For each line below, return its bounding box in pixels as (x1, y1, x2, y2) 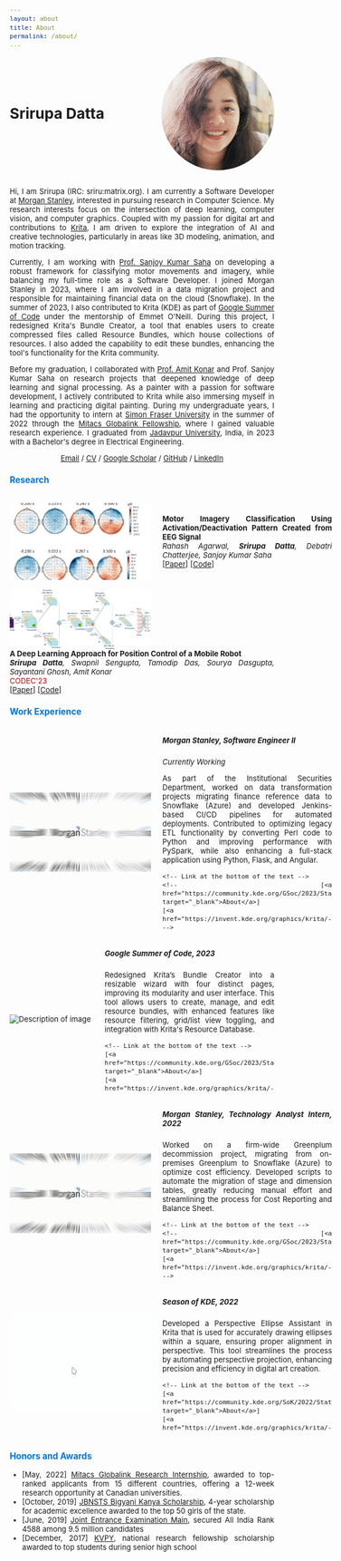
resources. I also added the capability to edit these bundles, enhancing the (9, 338, 275, 349)
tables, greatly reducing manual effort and (162, 1185, 332, 1195)
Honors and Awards (9, 1450, 92, 1462)
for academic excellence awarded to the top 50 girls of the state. (22, 1506, 246, 1517)
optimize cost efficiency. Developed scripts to (162, 1167, 332, 1177)
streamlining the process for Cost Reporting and (162, 1194, 332, 1204)
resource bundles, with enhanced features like (104, 1006, 275, 1016)
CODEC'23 (9, 675, 47, 685)
